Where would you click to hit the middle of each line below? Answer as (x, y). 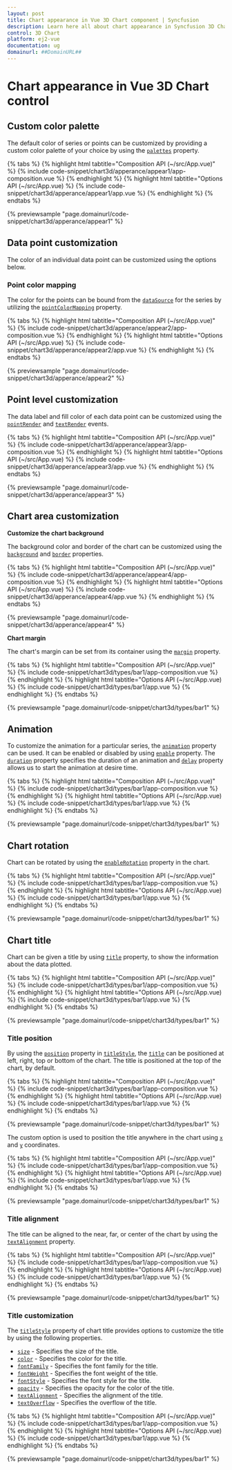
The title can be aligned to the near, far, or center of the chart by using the (113, 1234)
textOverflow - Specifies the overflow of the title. (87, 1402)
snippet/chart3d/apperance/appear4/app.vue (72, 596)
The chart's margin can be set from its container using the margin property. (114, 651)
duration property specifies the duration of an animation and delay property (115, 760)
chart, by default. (32, 1068)
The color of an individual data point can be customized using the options (112, 259)
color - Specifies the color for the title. (72, 1358)
